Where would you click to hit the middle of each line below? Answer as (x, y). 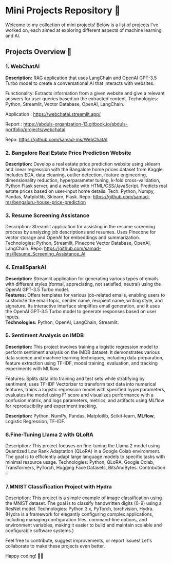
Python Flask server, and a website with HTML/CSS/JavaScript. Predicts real (86, 186)
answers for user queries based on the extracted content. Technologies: (82, 98)
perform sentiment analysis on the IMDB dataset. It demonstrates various (83, 352)
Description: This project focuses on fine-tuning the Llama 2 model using (83, 446)
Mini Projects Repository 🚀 (63, 11)
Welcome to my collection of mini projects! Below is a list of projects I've (82, 25)
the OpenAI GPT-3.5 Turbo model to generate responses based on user (81, 311)
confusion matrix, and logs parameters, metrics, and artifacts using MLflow (85, 400)
